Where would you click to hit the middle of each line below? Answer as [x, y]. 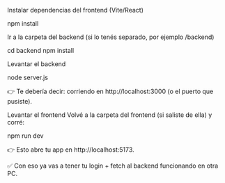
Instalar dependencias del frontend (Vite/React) [76, 10]
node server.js [28, 77]
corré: [16, 122]
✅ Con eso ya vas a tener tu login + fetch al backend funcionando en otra [113, 166]
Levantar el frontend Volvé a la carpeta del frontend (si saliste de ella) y [110, 115]
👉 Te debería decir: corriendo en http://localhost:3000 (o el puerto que [110, 91]
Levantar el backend [37, 64]
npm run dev [25, 136]
